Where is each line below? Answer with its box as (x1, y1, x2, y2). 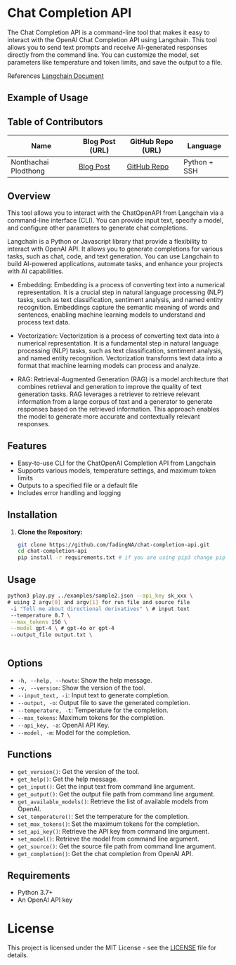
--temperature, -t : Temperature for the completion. (17, 706, 169, 714)
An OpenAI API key (17, 895, 73, 904)
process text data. (17, 317, 70, 326)
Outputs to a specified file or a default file (17, 481, 138, 490)
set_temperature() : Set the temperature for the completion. (17, 812, 190, 820)
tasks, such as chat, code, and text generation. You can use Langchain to (7, 251, 220, 261)
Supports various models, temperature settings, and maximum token (17, 466, 216, 475)
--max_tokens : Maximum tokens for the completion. (17, 713, 165, 721)
